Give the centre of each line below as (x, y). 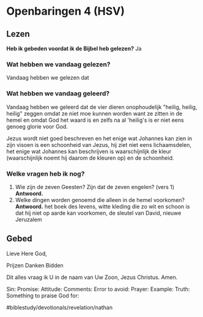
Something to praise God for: (43, 296)
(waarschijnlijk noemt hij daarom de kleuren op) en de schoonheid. (90, 158)
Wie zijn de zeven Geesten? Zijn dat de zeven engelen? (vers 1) (95, 187)
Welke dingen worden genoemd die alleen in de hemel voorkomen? (100, 200)
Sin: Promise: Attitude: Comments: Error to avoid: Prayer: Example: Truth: (98, 289)
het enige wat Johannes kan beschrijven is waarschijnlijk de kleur (89, 151)
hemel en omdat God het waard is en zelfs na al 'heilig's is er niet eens (95, 120)
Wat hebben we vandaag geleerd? (58, 94)
